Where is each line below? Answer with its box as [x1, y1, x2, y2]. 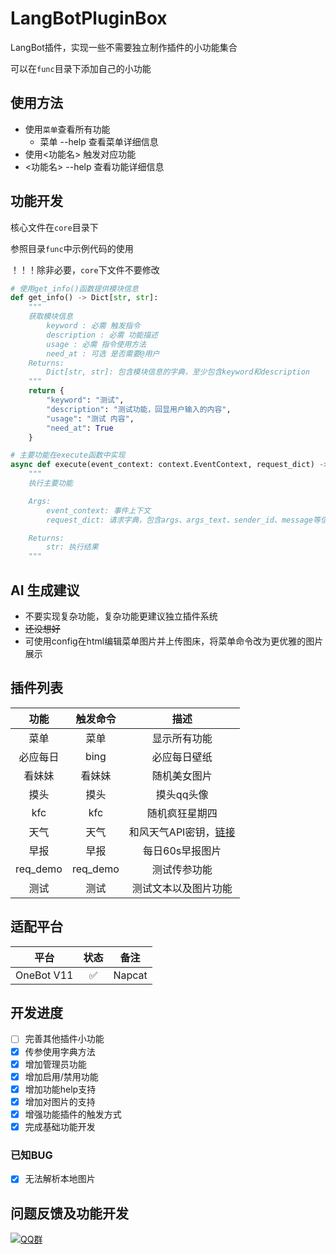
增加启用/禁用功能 [24, 1070, 99, 1082]
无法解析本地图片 [24, 1173, 96, 1185]
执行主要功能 [28, 478, 73, 489]
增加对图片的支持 [24, 1095, 96, 1107]
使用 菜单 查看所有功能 [24, 123, 111, 135]
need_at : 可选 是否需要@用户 [46, 348, 160, 359]
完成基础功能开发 [24, 1120, 96, 1132]
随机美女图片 [151, 768, 213, 782]
